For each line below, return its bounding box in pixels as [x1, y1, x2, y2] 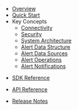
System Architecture [20, 37, 72, 44]
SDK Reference [11, 75, 50, 81]
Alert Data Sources [20, 50, 68, 57]
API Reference [11, 86, 48, 93]
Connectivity [20, 24, 53, 31]
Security [20, 31, 42, 38]
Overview [11, 5, 36, 12]
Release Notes [11, 97, 48, 105]
